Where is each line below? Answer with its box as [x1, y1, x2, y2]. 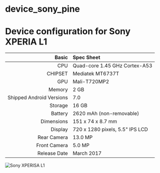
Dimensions [40, 118, 68, 125]
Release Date [37, 150, 68, 157]
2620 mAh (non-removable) [72, 110, 139, 117]
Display [51, 126, 68, 133]
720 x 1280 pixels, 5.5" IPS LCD [72, 126, 148, 133]
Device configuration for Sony [5, 26, 131, 37]
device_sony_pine [5, 3, 80, 15]
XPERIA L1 [5, 36, 48, 48]
